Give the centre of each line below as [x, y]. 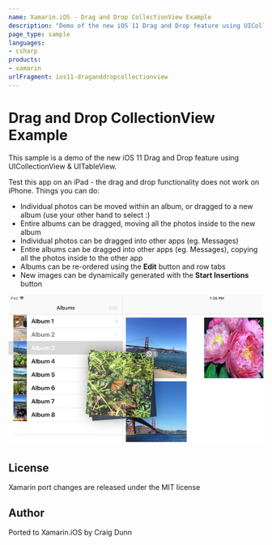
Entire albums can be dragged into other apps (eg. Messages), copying [139, 249]
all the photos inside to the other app [81, 258]
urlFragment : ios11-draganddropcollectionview [88, 77]
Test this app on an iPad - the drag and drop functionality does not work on [134, 181]
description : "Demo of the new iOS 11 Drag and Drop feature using [125, 26]
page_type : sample [39, 34]
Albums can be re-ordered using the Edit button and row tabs [123, 266]
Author [26, 513]
